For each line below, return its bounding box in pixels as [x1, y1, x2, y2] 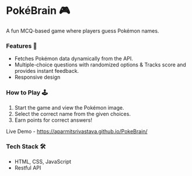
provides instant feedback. [14, 68, 79, 75]
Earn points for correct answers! [14, 117, 92, 124]
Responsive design [14, 73, 61, 81]
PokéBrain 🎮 [6, 4, 71, 17]
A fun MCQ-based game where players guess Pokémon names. [6, 27, 159, 34]
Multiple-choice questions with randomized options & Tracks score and [14, 61, 187, 68]
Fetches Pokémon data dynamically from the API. [14, 55, 133, 62]
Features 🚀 [6, 41, 37, 50]
